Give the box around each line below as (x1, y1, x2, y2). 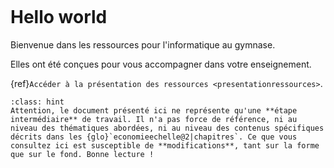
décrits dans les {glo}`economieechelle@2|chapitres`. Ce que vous (10, 132, 298, 142)
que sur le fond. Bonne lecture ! (10, 149, 155, 159)
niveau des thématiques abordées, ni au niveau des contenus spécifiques (10, 123, 325, 133)
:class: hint (10, 97, 65, 107)
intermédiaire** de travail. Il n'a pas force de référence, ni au (10, 114, 298, 124)
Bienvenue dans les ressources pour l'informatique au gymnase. (10, 38, 276, 51)
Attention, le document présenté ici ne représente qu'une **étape (10, 105, 298, 116)
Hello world (10, 6, 108, 29)
